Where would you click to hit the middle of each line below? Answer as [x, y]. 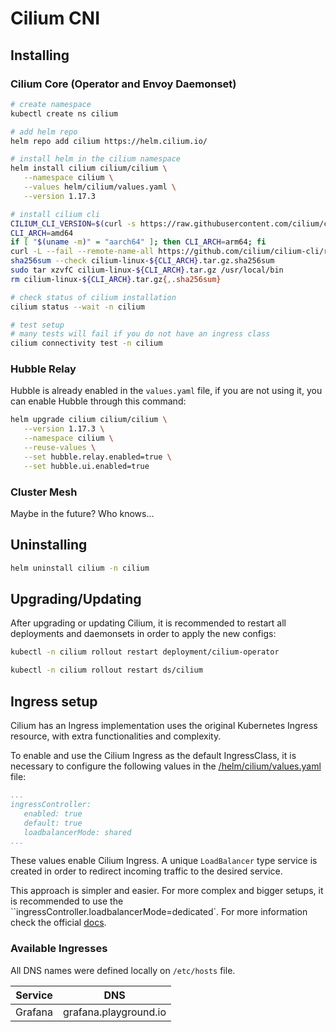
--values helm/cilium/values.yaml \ [100, 187]
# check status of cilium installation [93, 297]
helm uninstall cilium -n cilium [80, 568]
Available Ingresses [59, 949]
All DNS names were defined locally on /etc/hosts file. [123, 970]
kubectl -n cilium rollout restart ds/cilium [106, 670]
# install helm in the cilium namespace [96, 159]
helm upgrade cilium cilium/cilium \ [89, 420]
